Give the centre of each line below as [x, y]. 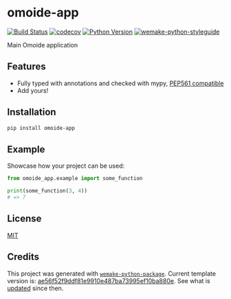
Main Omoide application [42, 45]
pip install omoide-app [41, 128]
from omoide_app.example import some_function [75, 179]
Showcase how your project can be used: [66, 166]
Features [26, 67]
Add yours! [33, 90]
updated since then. [35, 288]
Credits [23, 257]
